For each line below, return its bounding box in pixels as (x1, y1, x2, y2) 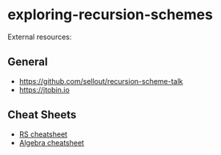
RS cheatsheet (18, 129, 68, 139)
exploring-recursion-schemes (7, 6, 213, 24)
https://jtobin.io (18, 85, 70, 94)
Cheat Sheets (7, 108, 77, 121)
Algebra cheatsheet (18, 137, 85, 147)
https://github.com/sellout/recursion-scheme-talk (18, 76, 183, 85)
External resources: (7, 32, 72, 42)
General (7, 55, 49, 69)
